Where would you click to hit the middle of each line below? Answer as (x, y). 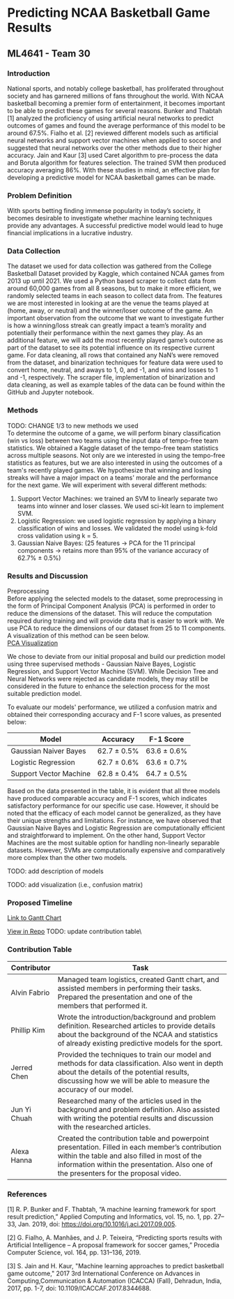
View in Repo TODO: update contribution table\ (75, 931)
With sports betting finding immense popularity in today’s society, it (104, 211)
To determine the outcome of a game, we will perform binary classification (114, 433)
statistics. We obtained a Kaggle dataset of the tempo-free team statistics (113, 447)
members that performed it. (102, 1005)
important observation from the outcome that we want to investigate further (116, 318)
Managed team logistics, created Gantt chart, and (138, 979)
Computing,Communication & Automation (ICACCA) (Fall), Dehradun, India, (115, 1281)
